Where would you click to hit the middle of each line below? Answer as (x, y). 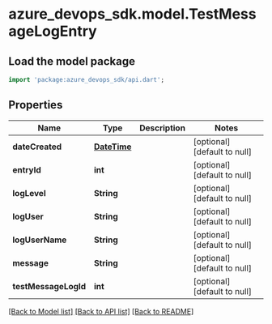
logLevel (29, 193)
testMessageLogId (49, 286)
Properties (36, 105)
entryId (27, 169)
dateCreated (37, 147)
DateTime (113, 147)
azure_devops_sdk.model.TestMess (132, 14)
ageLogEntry (53, 31)
